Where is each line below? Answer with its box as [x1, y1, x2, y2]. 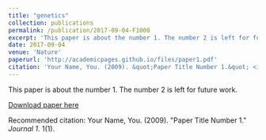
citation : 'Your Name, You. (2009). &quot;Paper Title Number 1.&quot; [8, 63, 249, 71]
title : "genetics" [8, 11, 69, 20]
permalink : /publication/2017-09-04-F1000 [8, 26, 150, 34]
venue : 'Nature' [8, 48, 62, 56]
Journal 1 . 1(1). [8, 123, 55, 133]
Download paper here [8, 100, 79, 109]
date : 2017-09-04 [8, 41, 66, 49]
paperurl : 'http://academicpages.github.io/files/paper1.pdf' [8, 56, 218, 64]
